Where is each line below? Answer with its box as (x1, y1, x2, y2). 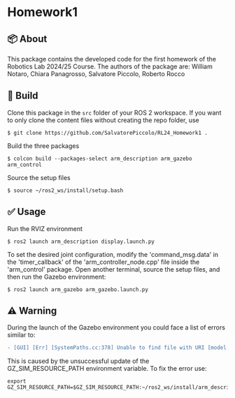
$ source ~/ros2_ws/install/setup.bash (7, 186, 124, 194)
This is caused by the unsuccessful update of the (7, 357, 150, 365)
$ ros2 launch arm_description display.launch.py (7, 238, 155, 245)
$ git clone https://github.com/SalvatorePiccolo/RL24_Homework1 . (7, 129, 208, 136)
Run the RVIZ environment (7, 224, 83, 233)
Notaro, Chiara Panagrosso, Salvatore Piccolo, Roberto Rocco (7, 70, 185, 78)
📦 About (7, 33, 48, 45)
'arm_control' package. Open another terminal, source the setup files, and (7, 265, 220, 273)
